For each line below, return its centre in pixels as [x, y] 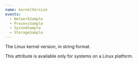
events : [13, 14]
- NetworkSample [26, 19]
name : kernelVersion [27, 10]
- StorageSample [26, 32]
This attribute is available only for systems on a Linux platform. [69, 56]
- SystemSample [25, 28]
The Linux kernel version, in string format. [48, 47]
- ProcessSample [26, 23]
